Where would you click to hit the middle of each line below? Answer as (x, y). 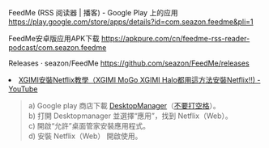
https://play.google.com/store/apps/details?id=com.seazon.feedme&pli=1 (131, 22)
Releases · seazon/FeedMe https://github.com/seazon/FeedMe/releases (129, 63)
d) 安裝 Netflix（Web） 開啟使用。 (85, 136)
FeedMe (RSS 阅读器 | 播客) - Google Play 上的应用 (93, 13)
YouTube (23, 89)
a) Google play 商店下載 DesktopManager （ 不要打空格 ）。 (124, 106)
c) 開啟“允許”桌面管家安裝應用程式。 (89, 126)
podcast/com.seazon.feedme (58, 47)
